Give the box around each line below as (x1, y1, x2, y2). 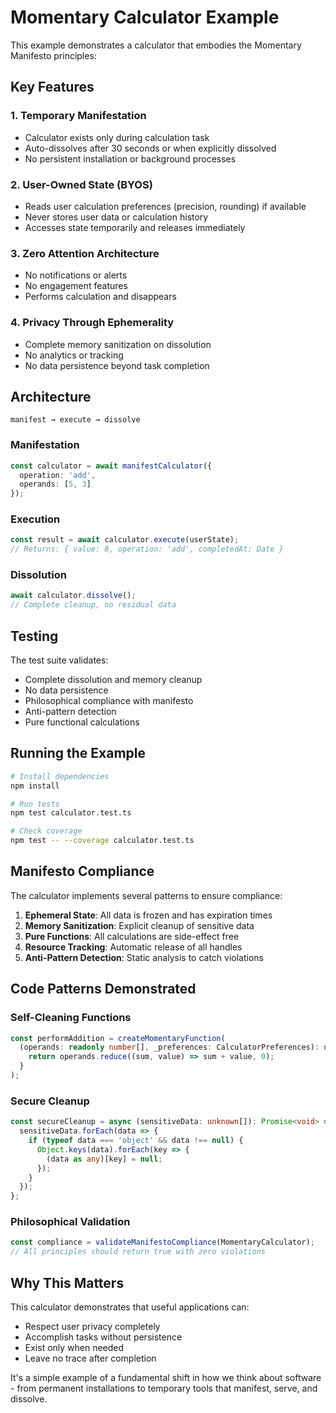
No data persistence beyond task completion (24, 359, 210, 371)
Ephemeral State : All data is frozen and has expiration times (24, 909, 273, 921)
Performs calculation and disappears (24, 291, 177, 303)
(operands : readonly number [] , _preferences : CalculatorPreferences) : (19, 1042, 320, 1053)
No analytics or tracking (24, 349, 124, 361)
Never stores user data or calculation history (24, 211, 209, 223)
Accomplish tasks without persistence (24, 1331, 183, 1343)
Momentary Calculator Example (10, 6, 280, 29)
